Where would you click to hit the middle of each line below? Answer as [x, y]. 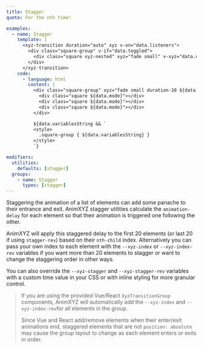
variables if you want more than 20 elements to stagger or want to [98, 253]
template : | [32, 40]
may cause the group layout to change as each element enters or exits [109, 333]
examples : [19, 28]
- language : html [44, 79]
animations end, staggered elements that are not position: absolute [106, 327]
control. [16, 284]
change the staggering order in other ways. [60, 259]
